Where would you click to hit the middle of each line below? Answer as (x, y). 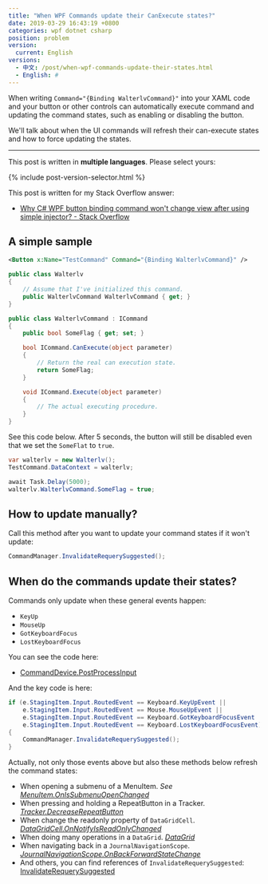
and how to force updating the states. (70, 139)
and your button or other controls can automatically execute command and (131, 106)
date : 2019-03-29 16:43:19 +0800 (64, 23)
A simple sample (51, 242)
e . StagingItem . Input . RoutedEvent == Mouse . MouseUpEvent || (123, 710)
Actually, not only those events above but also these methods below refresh (133, 763)
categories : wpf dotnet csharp (60, 30)
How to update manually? (73, 514)
